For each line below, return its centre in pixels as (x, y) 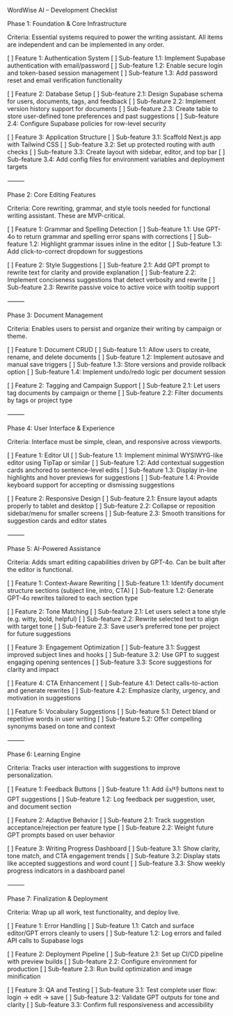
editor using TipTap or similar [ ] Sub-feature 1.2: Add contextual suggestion (116, 463)
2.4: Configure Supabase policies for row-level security (87, 124)
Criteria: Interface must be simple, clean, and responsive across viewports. (115, 442)
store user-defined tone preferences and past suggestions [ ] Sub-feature (113, 116)
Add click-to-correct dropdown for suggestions (75, 251)
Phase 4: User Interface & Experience (61, 428)
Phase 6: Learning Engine (44, 754)
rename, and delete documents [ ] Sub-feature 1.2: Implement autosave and (116, 357)
